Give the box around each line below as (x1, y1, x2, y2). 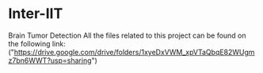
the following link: (8, 38, 66, 48)
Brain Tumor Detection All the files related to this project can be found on (8, 31, 247, 40)
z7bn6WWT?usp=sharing (8, 56, 92, 65)
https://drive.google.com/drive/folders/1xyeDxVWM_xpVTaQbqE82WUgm (13, 47, 255, 57)
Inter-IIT (8, 5, 63, 23)
